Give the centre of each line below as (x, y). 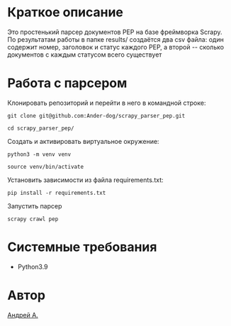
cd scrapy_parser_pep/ (41, 128)
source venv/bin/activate (45, 167)
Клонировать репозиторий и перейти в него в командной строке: (107, 103)
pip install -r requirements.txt (57, 193)
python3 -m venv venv (39, 154)
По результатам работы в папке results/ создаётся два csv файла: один (116, 39)
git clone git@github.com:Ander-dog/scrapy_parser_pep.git (96, 116)
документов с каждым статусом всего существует (85, 55)
